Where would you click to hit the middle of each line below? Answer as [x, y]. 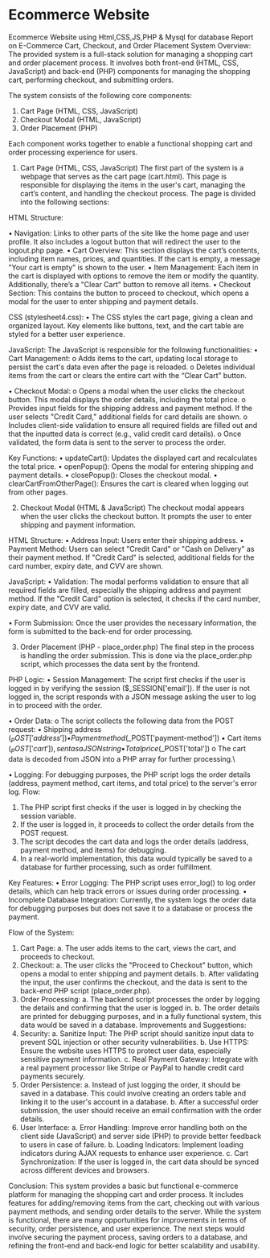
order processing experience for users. [73, 152]
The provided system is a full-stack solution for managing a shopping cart [131, 54]
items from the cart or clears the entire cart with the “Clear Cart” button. [128, 375]
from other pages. [38, 491]
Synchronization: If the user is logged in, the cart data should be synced [139, 1161]
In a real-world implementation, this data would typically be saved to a [136, 858]
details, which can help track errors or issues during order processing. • [128, 891]
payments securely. [53, 1076]
